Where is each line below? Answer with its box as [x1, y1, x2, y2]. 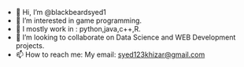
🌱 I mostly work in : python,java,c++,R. [15, 24, 142, 33]
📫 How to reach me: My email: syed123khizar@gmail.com [15, 50, 205, 59]
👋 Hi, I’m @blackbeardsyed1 [15, 8, 106, 17]
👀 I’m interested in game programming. [15, 16, 142, 25]
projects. [15, 41, 45, 50]
